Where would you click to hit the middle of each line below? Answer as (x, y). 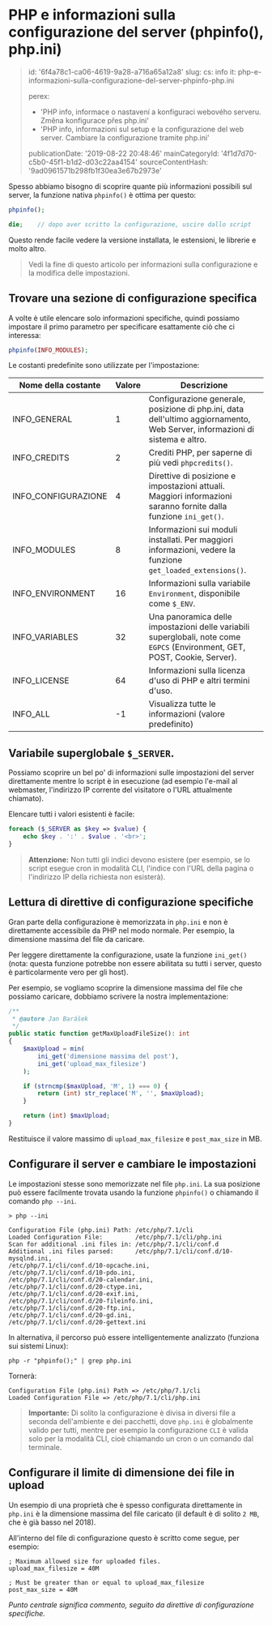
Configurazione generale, (197, 399)
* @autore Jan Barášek (50, 1019)
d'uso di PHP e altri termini (199, 681)
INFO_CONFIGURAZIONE (60, 496)
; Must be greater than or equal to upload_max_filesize (106, 1582)
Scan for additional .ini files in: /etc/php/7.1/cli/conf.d (114, 1244)
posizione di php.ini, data (196, 409)
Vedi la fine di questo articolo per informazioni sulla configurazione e (143, 264)
